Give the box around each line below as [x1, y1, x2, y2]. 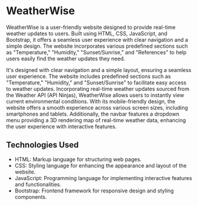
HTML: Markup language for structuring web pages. [14, 155, 142, 163]
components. [14, 193, 47, 200]
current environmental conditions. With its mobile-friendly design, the [6, 97, 176, 104]
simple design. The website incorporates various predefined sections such [6, 42, 188, 50]
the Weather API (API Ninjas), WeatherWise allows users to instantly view [6, 91, 184, 99]
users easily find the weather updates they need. [6, 55, 125, 62]
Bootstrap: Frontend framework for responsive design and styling [14, 187, 174, 194]
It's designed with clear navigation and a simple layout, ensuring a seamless [6, 66, 191, 73]
